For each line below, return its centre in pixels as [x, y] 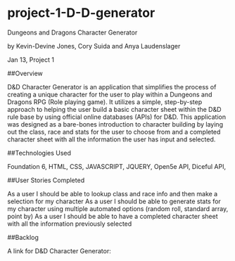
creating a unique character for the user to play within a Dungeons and [110, 94]
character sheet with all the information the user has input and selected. [112, 139]
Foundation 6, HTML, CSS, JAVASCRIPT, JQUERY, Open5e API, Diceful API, [117, 166]
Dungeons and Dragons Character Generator [72, 32]
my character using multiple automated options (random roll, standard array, [118, 208]
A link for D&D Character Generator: [59, 250]
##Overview [25, 73]
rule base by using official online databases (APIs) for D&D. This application [117, 117]
